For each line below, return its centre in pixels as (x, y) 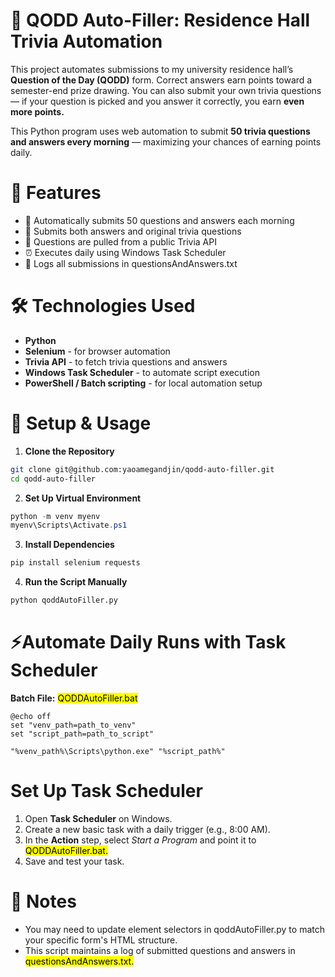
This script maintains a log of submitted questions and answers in (160, 950)
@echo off (31, 716)
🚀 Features (56, 193)
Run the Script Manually (76, 582)
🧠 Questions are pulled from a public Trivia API (120, 241)
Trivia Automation (86, 41)
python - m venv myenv (55, 516)
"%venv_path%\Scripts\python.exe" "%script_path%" (118, 751)
